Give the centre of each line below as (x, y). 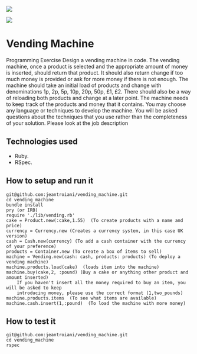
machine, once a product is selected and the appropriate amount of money (97, 66)
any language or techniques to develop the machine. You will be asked (92, 110)
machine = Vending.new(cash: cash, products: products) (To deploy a (93, 257)
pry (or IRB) (22, 210)
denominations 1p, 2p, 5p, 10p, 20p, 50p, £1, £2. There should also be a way (98, 91)
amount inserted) (27, 277)
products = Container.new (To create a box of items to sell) (84, 252)
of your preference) (32, 246)
